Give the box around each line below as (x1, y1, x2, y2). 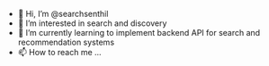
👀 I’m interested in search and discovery (17, 18, 167, 29)
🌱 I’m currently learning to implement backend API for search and (17, 28, 261, 37)
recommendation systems (17, 37, 115, 47)
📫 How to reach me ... (17, 47, 102, 57)
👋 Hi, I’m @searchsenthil (17, 9, 109, 19)
